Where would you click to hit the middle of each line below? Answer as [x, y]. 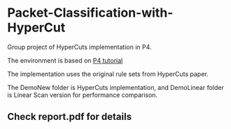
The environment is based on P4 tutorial [65, 60]
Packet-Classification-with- [90, 13]
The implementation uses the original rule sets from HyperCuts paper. [108, 74]
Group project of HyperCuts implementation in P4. [79, 47]
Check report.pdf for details [69, 117]
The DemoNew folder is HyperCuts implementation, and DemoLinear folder [115, 87]
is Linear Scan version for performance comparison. [83, 95]
